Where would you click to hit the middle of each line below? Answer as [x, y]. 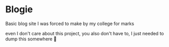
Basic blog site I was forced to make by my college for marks [70, 24]
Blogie [19, 9]
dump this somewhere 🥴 [31, 39]
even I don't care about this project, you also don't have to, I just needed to [85, 33]
